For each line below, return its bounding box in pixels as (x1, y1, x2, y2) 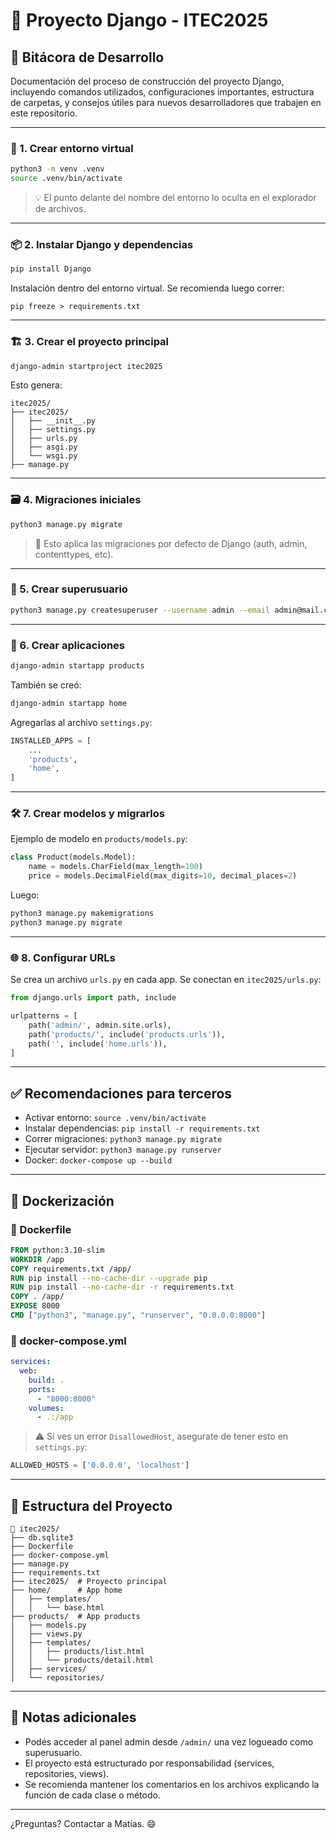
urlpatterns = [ (10, 1011, 78, 1021)
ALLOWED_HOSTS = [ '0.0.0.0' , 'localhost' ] (10, 1460, 190, 1471)
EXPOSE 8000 (10, 1301, 60, 1311)
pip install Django (10, 264, 92, 274)
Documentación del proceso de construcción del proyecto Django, (10, 75, 285, 87)
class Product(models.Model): (10, 852, 137, 863)
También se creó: (10, 679, 82, 691)
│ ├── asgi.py (10, 442, 78, 453)
